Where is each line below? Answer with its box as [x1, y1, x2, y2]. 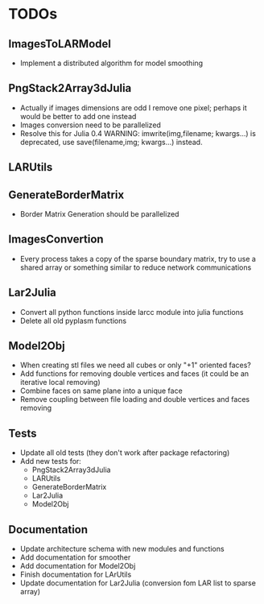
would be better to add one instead [19, 111, 137, 121]
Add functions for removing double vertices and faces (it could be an [19, 369, 250, 379]
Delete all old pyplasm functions [19, 316, 127, 325]
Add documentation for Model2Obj [19, 561, 136, 571]
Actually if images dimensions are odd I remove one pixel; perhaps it [19, 102, 247, 113]
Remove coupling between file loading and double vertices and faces [19, 395, 250, 404]
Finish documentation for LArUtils [19, 569, 132, 580]
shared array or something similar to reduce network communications [19, 263, 252, 272]
